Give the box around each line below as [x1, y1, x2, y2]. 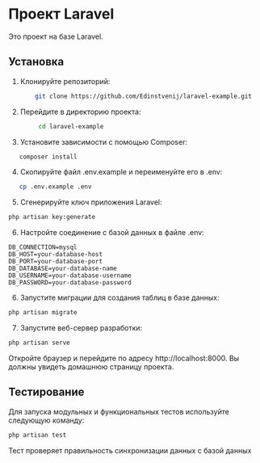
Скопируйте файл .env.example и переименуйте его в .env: [19, 167, 223, 177]
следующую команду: [8, 415, 85, 425]
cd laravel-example [38, 122, 104, 130]
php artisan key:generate [8, 213, 95, 221]
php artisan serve [8, 339, 70, 347]
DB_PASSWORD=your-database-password [8, 279, 132, 287]
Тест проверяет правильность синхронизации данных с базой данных [8, 445, 252, 455]
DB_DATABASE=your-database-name [8, 264, 117, 273]
